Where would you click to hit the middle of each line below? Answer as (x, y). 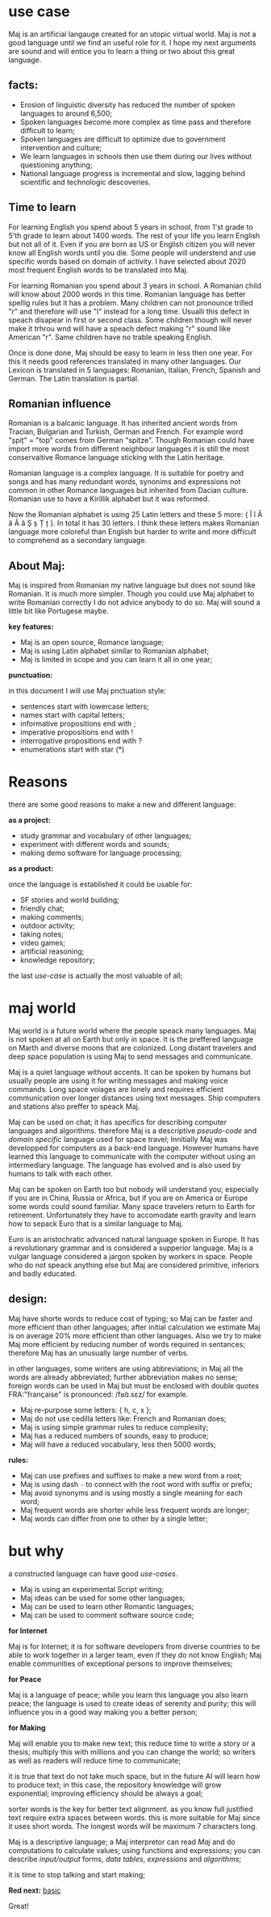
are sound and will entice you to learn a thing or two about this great (122, 51)
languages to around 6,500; (66, 113)
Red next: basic (35, 1890)
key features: (31, 627)
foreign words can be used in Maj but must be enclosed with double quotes (134, 1385)
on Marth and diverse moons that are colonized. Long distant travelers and (132, 1048)
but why (36, 1551)
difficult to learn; (47, 130)
